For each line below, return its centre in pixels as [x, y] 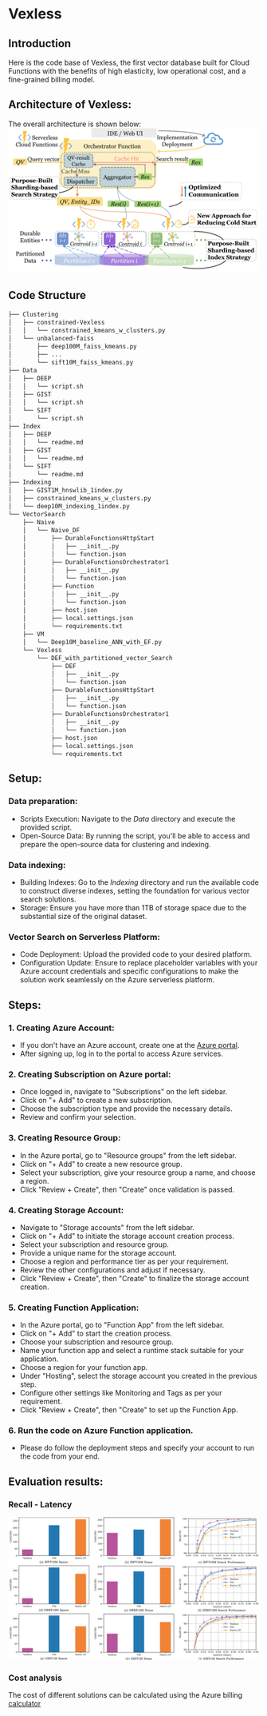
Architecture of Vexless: [70, 105]
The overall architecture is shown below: [75, 124]
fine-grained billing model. [52, 80]
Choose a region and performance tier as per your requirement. [124, 1261]
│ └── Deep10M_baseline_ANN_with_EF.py [92, 643]
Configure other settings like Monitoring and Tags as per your [121, 1393]
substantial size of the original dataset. [83, 917]
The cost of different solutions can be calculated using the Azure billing [126, 1694]
